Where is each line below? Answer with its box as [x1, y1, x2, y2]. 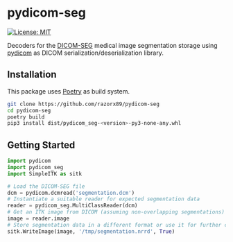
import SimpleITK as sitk [7, 170, 82, 178]
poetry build [7, 113, 45, 121]
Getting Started [7, 139, 76, 150]
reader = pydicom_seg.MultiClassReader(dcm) [7, 202, 138, 209]
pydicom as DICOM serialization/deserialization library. [7, 49, 164, 57]
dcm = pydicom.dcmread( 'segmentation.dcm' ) [7, 189, 135, 196]
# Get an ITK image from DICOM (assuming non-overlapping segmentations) [7, 209, 225, 216]
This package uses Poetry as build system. [7, 87, 130, 95]
